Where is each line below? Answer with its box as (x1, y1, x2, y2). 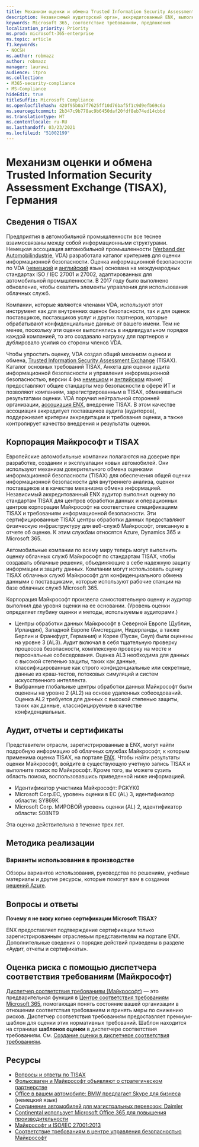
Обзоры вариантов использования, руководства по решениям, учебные (6, 869, 190, 876)
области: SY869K (14, 797, 59, 804)
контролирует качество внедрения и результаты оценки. (6, 420, 151, 427)
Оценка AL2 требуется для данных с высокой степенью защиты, (14, 695, 179, 702)
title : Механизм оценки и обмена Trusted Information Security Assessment (6, 8, 195, 15)
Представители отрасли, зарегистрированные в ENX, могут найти (6, 741, 175, 748)
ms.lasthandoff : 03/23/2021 (6, 125, 76, 131)
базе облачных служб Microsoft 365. (6, 584, 99, 591)
